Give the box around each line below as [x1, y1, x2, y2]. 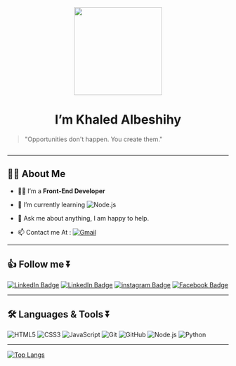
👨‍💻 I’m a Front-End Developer [17, 186, 105, 195]
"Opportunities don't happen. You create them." [24, 135, 163, 143]
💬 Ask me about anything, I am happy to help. [17, 214, 150, 222]
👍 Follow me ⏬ [7, 259, 72, 270]
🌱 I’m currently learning [17, 200, 86, 209]
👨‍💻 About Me [7, 168, 66, 180]
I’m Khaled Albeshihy [55, 112, 181, 128]
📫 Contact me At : [17, 228, 72, 236]
